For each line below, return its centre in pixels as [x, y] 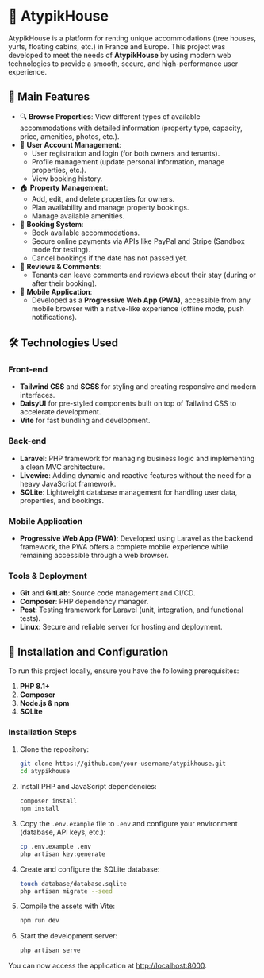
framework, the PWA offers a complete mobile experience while [124, 547]
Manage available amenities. [78, 216]
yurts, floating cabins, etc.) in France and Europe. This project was [117, 46]
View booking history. [67, 179]
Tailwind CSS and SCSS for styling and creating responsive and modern [138, 387]
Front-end [28, 370]
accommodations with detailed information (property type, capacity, [131, 128]
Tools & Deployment [48, 576]
